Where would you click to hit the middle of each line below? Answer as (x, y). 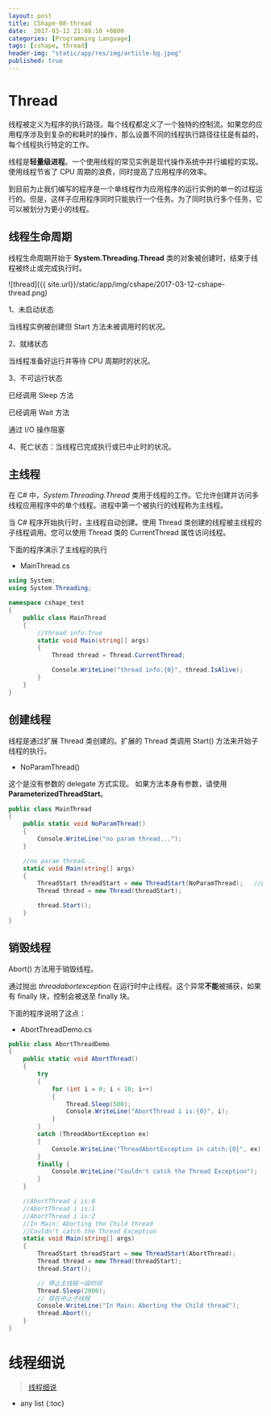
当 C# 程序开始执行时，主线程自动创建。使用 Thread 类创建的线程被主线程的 (135, 522)
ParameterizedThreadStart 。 (58, 794)
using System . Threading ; (50, 589)
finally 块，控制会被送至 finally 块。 (76, 996)
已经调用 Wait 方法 (39, 412)
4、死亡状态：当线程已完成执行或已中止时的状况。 (92, 446)
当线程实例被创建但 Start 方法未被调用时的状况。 (89, 326)
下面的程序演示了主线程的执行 (58, 550)
